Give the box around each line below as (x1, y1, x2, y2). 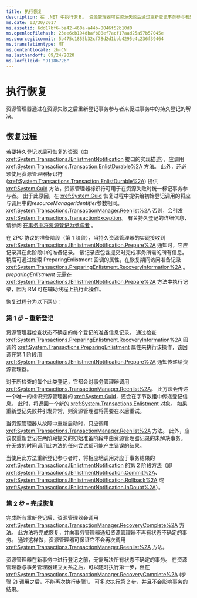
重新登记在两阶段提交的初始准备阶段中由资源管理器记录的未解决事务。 (16, 434, 186, 441)
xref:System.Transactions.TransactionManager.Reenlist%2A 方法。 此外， (6, 427, 185, 434)
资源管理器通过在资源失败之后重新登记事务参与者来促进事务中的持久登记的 (6, 105, 186, 112)
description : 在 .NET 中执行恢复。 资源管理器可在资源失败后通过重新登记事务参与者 (6, 14, 189, 20)
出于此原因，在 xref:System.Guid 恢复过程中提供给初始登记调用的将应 (22, 192, 191, 200)
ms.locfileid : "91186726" (6, 58, 69, 63)
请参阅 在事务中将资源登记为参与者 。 (6, 221, 97, 229)
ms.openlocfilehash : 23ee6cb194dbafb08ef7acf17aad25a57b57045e (6, 31, 164, 36)
